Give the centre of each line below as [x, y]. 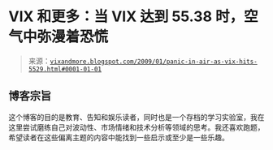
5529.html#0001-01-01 [65, 69]
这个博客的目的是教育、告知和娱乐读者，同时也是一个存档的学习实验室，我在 [136, 117]
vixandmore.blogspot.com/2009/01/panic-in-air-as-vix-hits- [154, 62]
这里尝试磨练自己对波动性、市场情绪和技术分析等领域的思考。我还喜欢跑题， [136, 127]
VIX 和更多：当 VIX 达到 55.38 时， [126, 17]
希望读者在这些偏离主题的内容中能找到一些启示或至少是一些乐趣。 [119, 137]
